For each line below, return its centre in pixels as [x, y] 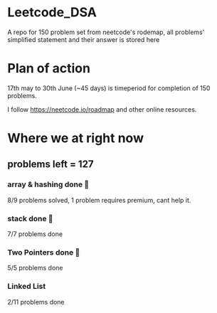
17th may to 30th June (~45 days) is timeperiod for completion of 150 [109, 88]
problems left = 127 [51, 164]
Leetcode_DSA [52, 12]
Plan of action [49, 69]
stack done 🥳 [30, 218]
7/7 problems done [35, 234]
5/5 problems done [35, 268]
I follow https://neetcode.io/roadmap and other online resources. [102, 109]
